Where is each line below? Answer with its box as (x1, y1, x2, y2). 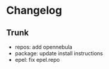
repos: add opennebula (14, 43, 73, 50)
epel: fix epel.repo (14, 56, 60, 63)
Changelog (6, 4, 62, 17)
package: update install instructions (14, 50, 103, 57)
